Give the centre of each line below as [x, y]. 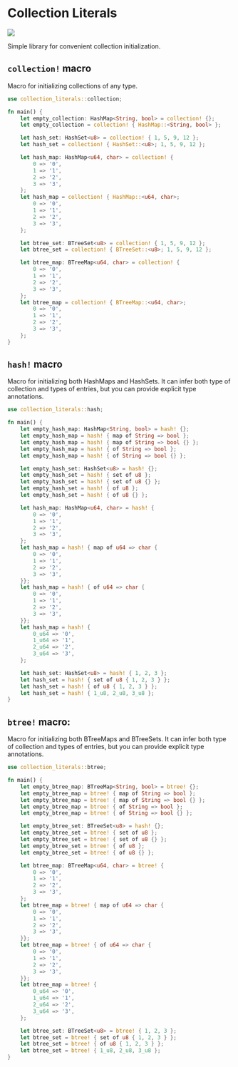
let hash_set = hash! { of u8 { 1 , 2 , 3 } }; [89, 686]
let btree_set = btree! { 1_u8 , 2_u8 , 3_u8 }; [90, 1051]
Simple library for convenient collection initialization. [84, 46]
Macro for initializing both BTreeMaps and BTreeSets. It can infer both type [117, 739]
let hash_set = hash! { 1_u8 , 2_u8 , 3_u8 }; [87, 693]
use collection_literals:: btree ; [57, 768]
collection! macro [49, 69]
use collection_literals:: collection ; [65, 99]
